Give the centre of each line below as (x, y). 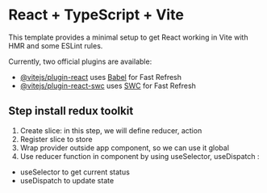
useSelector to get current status (75, 172)
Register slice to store (56, 139)
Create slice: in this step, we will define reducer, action (111, 130)
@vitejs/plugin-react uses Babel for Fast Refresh (101, 77)
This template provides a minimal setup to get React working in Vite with (128, 37)
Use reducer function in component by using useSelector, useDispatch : (140, 156)
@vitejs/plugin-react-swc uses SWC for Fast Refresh (108, 86)
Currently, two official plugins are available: (80, 61)
